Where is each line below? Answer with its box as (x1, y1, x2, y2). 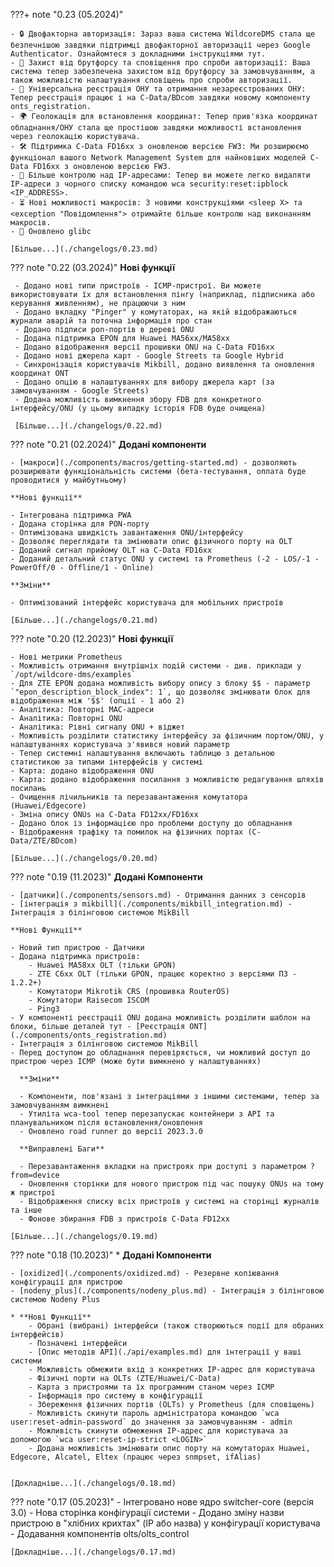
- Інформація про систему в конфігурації (28, 1391, 203, 1401)
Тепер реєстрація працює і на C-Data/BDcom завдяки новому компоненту (10, 93, 311, 103)
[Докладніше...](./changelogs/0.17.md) (10, 1547, 177, 1557)
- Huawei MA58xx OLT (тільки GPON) (28, 960, 177, 970)
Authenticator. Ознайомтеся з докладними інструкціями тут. (10, 49, 267, 59)
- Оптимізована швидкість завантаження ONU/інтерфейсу (10, 528, 244, 538)
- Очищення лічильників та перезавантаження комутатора (10, 792, 248, 802)
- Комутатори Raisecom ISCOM (28, 995, 150, 1005)
